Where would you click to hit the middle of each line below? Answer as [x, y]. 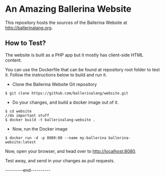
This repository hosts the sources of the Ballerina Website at [66, 22]
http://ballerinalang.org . [29, 27]
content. [14, 60]
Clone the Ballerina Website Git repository [55, 84]
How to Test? [26, 43]
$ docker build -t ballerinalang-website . [50, 120]
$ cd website [18, 111]
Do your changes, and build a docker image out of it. [65, 102]
